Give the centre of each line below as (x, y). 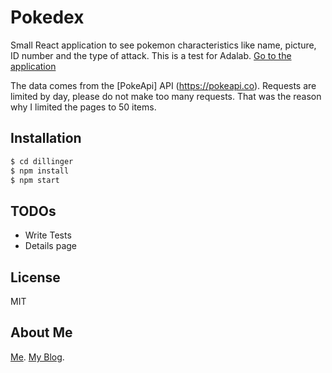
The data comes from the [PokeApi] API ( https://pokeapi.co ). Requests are (163, 85)
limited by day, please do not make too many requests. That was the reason (166, 96)
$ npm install (40, 171)
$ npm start (35, 180)
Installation (46, 138)
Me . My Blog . (37, 357)
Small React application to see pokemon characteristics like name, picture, (163, 45)
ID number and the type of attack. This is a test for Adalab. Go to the (151, 55)
